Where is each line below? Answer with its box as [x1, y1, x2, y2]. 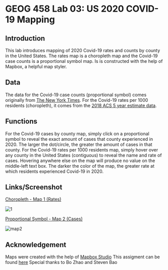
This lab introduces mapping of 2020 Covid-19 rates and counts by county [5, 48, 160, 53]
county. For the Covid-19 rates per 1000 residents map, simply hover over [5, 146, 158, 152]
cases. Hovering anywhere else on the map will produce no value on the [5, 158, 155, 164]
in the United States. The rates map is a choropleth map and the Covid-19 [5, 53, 158, 59]
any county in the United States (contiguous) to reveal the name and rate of [5, 152, 162, 158]
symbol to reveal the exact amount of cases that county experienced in [5, 136, 153, 142]
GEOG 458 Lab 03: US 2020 [5, 3, 125, 15]
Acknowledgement [5, 240, 67, 249]
